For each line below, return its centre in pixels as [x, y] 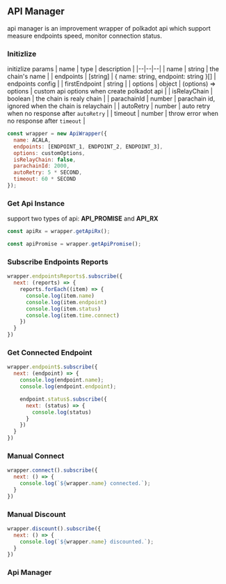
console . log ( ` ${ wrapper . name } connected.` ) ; [85, 484]
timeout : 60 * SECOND [45, 179]
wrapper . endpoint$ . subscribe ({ [53, 367]
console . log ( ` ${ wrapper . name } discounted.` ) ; [87, 541]
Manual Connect [36, 456]
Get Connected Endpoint [50, 353]
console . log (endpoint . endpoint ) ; [68, 387]
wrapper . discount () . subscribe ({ [54, 529]
